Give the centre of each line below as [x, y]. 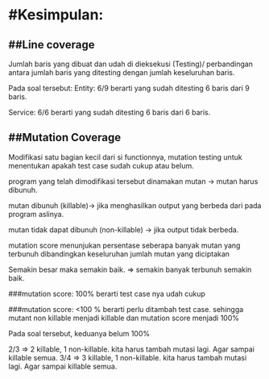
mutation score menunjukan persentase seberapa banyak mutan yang [124, 245]
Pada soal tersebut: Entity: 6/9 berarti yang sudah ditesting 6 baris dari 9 [129, 88]
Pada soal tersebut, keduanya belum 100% [79, 333]
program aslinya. [36, 214]
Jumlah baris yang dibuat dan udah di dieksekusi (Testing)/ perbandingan [131, 64]
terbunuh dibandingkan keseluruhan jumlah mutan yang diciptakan [119, 254]
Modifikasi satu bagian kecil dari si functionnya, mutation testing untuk [126, 157]
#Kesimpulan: [56, 15]
